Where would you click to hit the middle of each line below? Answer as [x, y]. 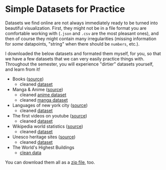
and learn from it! [23, 69]
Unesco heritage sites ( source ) [44, 137]
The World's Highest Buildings [43, 147]
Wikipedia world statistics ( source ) [48, 126]
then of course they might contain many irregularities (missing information [81, 39]
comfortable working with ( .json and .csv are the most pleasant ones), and [82, 33]
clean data [30, 153]
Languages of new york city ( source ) [50, 105]
